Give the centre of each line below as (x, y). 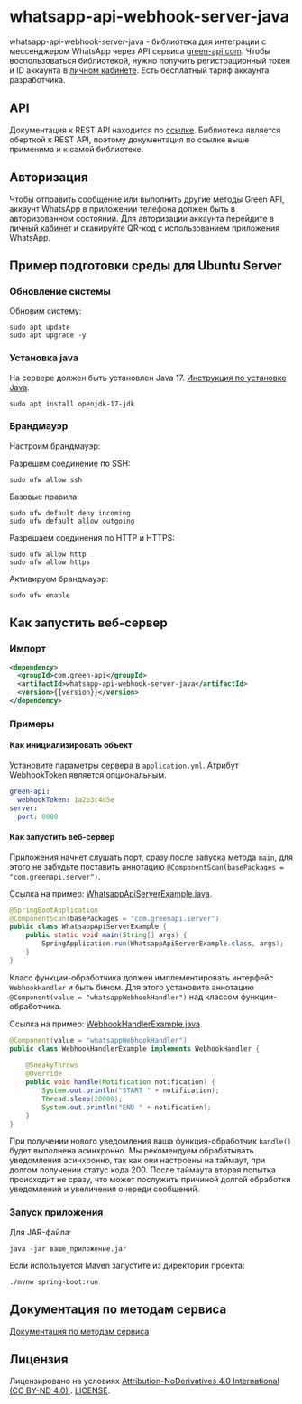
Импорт (28, 649)
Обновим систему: (46, 311)
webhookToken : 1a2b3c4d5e (66, 799)
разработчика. (37, 79)
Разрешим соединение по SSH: (70, 463)
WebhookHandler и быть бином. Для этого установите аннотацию (132, 987)
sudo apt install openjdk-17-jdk (72, 404)
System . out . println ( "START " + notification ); (131, 1091)
